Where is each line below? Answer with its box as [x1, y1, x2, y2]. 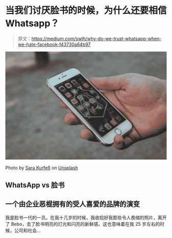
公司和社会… [14, 227, 41, 233]
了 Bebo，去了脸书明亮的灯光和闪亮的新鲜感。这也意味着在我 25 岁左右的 [5, 221, 160, 227]
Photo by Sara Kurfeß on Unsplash [5, 164, 78, 171]
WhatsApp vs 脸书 [5, 181, 65, 189]
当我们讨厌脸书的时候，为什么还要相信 [5, 5, 167, 16]
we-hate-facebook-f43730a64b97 [17, 41, 91, 47]
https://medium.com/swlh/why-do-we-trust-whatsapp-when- [31, 35, 162, 42]
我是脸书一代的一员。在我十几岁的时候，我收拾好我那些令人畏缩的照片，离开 [5, 214, 167, 221]
